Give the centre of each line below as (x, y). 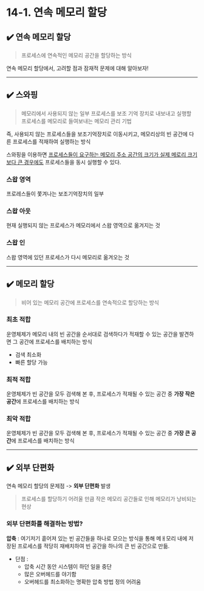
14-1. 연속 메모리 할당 (57, 12)
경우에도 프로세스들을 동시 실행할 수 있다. (73, 162)
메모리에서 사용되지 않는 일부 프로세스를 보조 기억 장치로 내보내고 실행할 (106, 113)
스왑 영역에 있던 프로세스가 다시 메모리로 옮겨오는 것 (68, 257)
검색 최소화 (28, 354)
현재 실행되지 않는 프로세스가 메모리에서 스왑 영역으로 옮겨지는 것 (83, 225)
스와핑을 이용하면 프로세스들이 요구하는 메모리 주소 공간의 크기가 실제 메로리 (96, 154)
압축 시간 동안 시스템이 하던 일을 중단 (68, 566)
